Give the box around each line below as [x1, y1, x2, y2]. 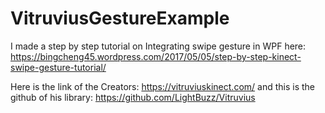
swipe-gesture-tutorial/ [10, 61, 107, 73]
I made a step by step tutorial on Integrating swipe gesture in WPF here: [10, 40, 307, 52]
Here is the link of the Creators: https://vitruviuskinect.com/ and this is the [10, 80, 315, 92]
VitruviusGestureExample [10, 7, 230, 30]
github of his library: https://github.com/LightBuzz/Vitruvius [10, 91, 256, 103]
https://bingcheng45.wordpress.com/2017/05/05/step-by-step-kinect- [10, 50, 302, 62]
